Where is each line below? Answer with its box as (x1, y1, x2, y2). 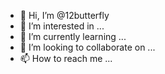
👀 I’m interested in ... (19, 20, 105, 32)
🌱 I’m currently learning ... (19, 31, 127, 42)
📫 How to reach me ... (19, 53, 113, 64)
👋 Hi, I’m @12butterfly (19, 10, 110, 21)
